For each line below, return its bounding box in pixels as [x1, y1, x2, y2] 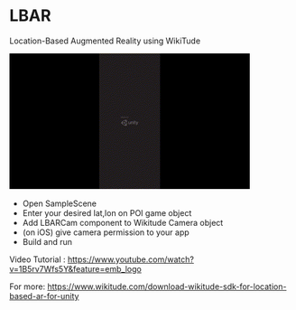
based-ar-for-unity [9, 290, 79, 301]
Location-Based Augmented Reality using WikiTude [9, 35, 201, 46]
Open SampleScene [22, 198, 97, 209]
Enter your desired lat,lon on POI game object [22, 207, 192, 218]
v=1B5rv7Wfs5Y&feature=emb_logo [9, 263, 142, 274]
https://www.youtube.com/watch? [67, 254, 194, 265]
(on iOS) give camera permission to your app [22, 227, 190, 238]
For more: [9, 281, 46, 292]
